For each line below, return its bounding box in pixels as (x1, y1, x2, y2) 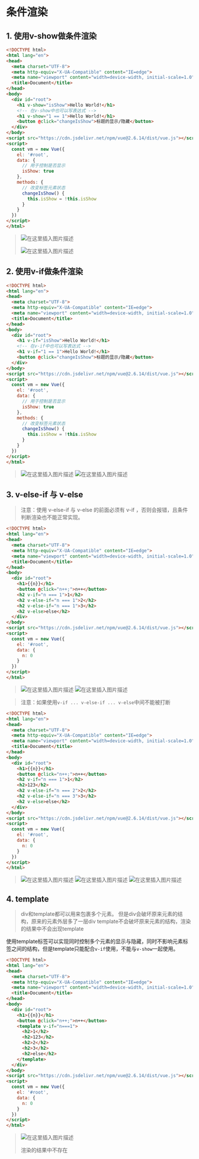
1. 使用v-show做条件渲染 (6, 31, 97, 41)
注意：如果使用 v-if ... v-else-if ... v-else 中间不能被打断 (20, 698, 171, 706)
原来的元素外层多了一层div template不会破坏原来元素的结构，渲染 (31, 918, 191, 925)
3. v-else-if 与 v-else (6, 489, 84, 499)
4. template (6, 894, 49, 904)
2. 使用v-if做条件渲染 (6, 266, 84, 276)
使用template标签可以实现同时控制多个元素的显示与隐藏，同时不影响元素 (6, 938, 184, 945)
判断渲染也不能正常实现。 (20, 514, 84, 521)
